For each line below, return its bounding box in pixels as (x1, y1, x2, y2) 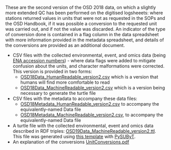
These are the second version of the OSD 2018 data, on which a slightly (5, 5, 156, 10)
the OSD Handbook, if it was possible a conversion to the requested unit (5, 20, 157, 27)
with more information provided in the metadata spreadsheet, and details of (5, 37, 164, 43)
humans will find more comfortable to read (20, 79, 110, 85)
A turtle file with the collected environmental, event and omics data (12, 122, 154, 129)
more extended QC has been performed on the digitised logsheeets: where (5, 10, 163, 16)
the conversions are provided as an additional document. (5, 42, 125, 48)
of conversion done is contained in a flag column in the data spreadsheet (5, 32, 159, 37)
